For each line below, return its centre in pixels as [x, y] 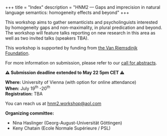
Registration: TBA [24, 93]
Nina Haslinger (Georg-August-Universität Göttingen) [67, 122]
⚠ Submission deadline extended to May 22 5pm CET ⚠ [65, 72]
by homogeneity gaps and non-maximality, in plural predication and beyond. [84, 27]
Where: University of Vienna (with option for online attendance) [71, 82]
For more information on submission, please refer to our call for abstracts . [81, 63]
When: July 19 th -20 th [28, 88]
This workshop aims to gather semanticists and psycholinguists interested [81, 22]
